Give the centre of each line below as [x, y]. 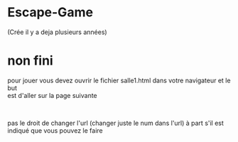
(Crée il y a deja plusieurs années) [58, 32]
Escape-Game [50, 12]
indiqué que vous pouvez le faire [55, 130]
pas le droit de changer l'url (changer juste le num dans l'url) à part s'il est [115, 123]
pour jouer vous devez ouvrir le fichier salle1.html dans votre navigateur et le [119, 80]
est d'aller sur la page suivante [52, 95]
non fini [30, 61]
